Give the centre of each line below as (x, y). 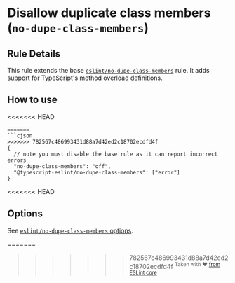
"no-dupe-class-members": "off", (62, 166)
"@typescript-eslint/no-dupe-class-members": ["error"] (97, 172)
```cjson (20, 136)
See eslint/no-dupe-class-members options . (70, 230)
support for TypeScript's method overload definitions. (85, 78)
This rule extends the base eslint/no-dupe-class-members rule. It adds (108, 70)
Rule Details (34, 54)
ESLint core (143, 273)
